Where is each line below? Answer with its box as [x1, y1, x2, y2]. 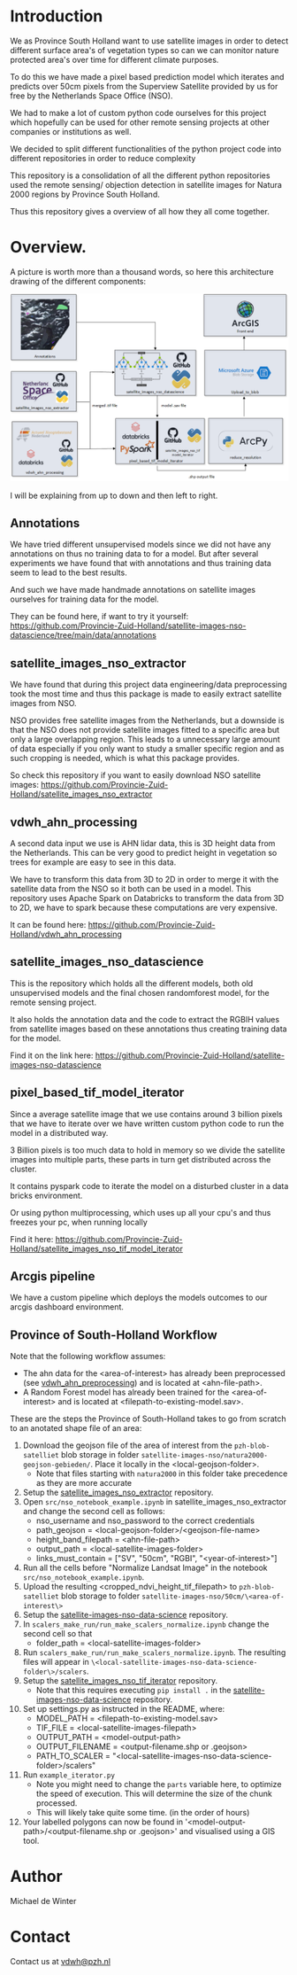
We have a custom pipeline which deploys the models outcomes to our [10, 1292, 268, 1303]
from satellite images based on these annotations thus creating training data [10, 1023, 287, 1034]
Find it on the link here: [10, 1050, 94, 1061]
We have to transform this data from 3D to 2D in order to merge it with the [10, 874, 279, 884]
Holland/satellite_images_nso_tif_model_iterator [10, 1243, 184, 1254]
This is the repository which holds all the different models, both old [10, 977, 254, 989]
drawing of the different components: [10, 276, 147, 286]
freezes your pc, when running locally [10, 1217, 148, 1227]
